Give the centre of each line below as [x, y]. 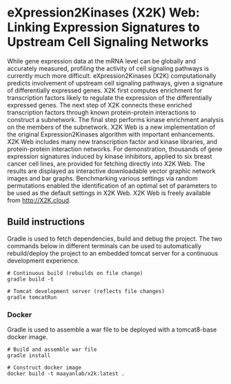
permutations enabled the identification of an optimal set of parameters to [112, 185]
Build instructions [46, 222]
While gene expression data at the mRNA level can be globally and [102, 61]
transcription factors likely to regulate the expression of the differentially [110, 97]
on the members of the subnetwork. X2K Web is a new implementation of [111, 127]
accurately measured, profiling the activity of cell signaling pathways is [108, 68]
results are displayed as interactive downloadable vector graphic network [111, 171]
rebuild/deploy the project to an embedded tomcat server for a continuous [113, 253]
